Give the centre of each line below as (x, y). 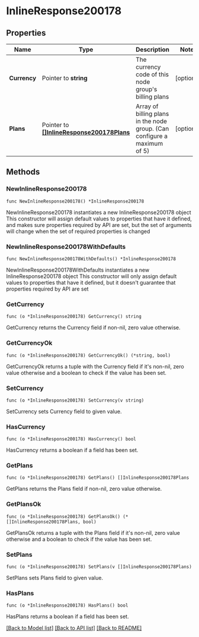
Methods (23, 172)
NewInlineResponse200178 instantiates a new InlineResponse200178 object (99, 212)
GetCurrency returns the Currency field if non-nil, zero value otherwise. (93, 327)
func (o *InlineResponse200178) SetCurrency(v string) (75, 400)
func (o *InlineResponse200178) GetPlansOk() (63, 516)
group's (147, 89)
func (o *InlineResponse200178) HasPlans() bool (67, 606)
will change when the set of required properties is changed (78, 231)
